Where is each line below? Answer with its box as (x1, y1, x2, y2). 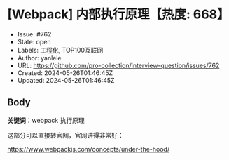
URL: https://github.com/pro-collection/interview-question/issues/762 (17, 61, 220, 69)
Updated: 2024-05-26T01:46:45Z (17, 76, 115, 84)
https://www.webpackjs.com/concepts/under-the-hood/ (7, 145, 170, 153)
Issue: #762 (17, 29, 52, 39)
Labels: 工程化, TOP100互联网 (17, 46, 104, 54)
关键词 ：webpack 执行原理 (7, 116, 85, 124)
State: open (17, 37, 51, 46)
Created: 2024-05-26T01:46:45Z (17, 68, 113, 77)
